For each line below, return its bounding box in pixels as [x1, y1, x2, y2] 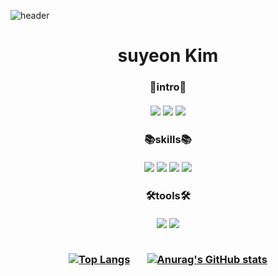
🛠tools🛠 [145, 188, 191, 202]
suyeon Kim [117, 45, 219, 67]
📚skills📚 [144, 133, 192, 147]
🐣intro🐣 [149, 80, 187, 94]
